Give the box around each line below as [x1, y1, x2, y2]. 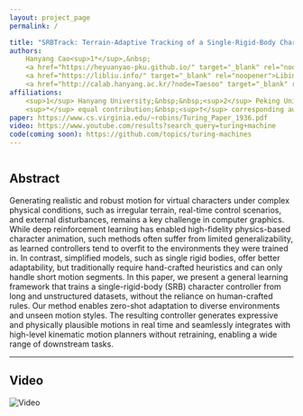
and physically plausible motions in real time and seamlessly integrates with [9, 319, 291, 330]
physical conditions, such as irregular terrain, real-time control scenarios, [9, 204, 282, 215]
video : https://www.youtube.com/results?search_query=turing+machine [9, 122, 277, 131]
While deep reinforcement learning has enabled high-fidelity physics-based [9, 223, 291, 234]
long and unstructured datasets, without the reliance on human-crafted [9, 290, 273, 302]
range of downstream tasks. [9, 339, 115, 349]
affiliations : [9, 87, 63, 97]
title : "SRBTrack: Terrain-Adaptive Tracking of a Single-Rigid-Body [9, 38, 277, 47]
